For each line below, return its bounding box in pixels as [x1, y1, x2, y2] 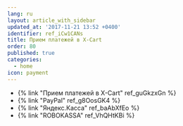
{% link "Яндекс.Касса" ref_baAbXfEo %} [17, 103, 140, 112]
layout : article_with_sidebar [7, 17, 96, 24]
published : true [7, 50, 55, 57]
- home [13, 63, 33, 70]
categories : [7, 56, 42, 63]
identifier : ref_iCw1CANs [7, 30, 83, 37]
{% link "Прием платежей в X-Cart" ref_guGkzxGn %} [17, 89, 177, 97]
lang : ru [7, 10, 33, 18]
